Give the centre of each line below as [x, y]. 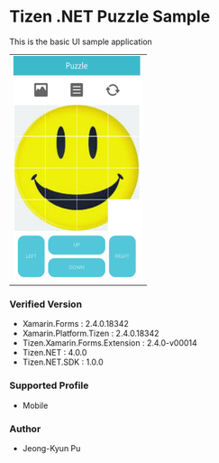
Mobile [35, 405]
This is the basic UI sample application [81, 42]
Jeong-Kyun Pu [51, 449]
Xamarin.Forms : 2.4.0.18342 [75, 324]
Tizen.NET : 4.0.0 [55, 353]
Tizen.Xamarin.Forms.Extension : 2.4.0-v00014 [110, 343]
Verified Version [46, 304]
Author [25, 429]
